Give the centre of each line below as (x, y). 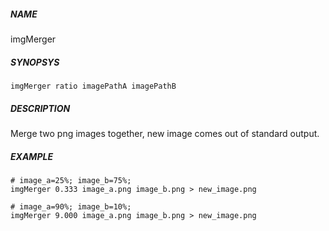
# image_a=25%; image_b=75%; (71, 180)
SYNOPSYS (35, 62)
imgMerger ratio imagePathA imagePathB (93, 86)
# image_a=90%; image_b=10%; (71, 206)
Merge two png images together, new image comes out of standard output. (165, 133)
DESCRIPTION (40, 108)
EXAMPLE (31, 156)
